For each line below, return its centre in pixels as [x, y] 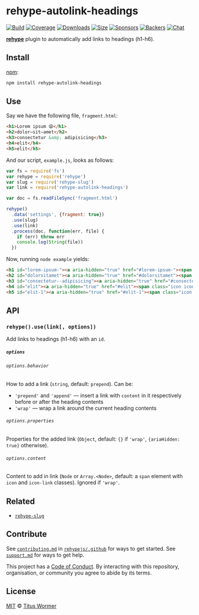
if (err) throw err [41, 237]
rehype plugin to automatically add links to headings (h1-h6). [81, 39]
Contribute [27, 534]
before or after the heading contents [59, 401]
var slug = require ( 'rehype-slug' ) [50, 182]
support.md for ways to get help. [45, 555]
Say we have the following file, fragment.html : [62, 116]
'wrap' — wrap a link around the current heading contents [86, 408]
